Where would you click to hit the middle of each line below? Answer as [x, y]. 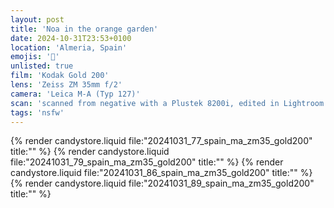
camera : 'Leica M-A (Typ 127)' [75, 94]
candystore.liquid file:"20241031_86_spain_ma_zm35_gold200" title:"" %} [161, 173]
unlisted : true [42, 66]
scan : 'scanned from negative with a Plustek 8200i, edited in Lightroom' [169, 103]
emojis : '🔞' [35, 57]
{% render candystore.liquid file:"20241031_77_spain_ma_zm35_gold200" [161, 141]
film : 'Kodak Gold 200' [60, 76]
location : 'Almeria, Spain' [69, 47]
